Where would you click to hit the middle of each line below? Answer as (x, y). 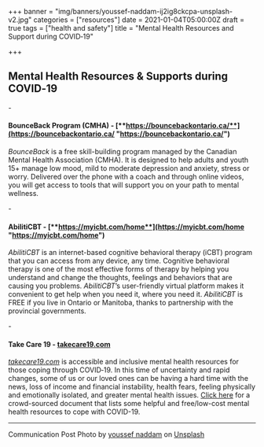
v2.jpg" (20, 20)
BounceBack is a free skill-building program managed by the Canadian (123, 152)
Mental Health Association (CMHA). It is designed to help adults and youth (128, 160)
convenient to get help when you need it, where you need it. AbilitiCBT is (126, 294)
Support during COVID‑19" (51, 36)
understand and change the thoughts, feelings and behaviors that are (121, 278)
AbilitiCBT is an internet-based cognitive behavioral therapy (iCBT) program (130, 253)
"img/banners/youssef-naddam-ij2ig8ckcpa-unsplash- (144, 11)
